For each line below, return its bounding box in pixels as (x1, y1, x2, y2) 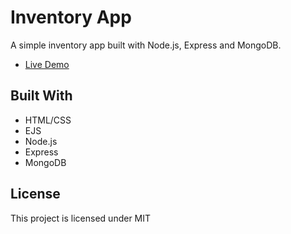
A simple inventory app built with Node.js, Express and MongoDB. (10, 39, 282, 51)
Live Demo (24, 58, 70, 70)
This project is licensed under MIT (10, 212, 152, 224)
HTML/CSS (24, 114, 72, 126)
